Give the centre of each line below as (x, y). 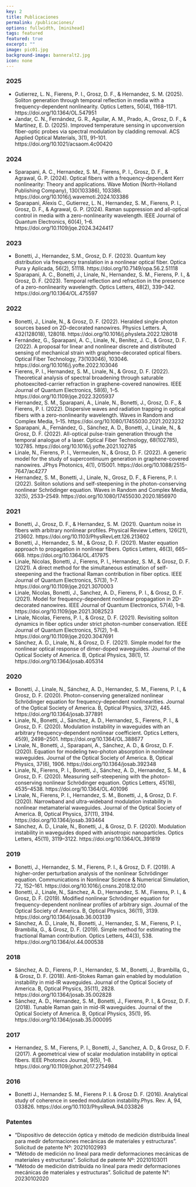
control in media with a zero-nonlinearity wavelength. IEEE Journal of (98, 215)
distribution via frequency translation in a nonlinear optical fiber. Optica (100, 262)
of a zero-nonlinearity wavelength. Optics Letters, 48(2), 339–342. (95, 287)
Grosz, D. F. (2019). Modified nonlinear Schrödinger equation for (92, 898)
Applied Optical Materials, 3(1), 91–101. (61, 137)
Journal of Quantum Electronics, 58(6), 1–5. (67, 390)
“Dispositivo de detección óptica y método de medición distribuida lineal (102, 1135)
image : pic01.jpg (27, 50)
